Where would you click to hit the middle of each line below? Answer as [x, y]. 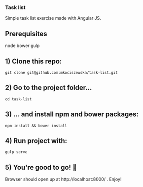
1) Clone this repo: [34, 61]
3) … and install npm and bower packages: [72, 115]
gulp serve [16, 152]
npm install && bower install [36, 126]
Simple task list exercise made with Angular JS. [53, 18]
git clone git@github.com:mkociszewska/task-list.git [62, 72]
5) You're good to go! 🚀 [41, 167]
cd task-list [18, 99]
